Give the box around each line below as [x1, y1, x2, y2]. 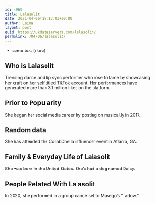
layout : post [5, 25, 31, 30]
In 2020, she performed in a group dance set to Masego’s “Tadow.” [5, 192, 139, 198]
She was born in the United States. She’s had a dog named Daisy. [5, 166, 136, 171]
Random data [5, 126, 46, 134]
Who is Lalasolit [5, 62, 54, 70]
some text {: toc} [12, 47, 46, 53]
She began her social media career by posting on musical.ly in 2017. [5, 112, 140, 118]
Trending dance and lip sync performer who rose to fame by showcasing [5, 74, 150, 80]
